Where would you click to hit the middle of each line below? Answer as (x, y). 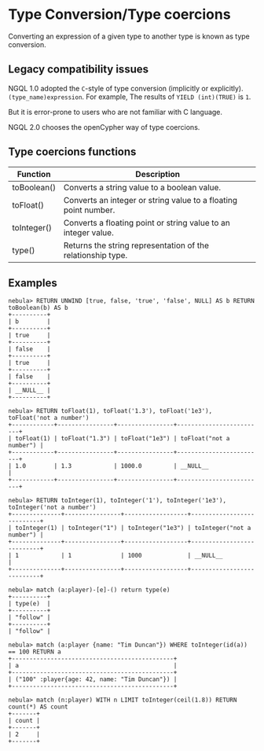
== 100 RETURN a (35, 652)
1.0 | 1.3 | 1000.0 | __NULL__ (112, 466)
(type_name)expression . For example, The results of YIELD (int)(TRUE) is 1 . (130, 97)
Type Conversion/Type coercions (119, 15)
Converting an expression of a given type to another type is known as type (129, 36)
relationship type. (95, 255)
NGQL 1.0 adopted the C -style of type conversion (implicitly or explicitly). (126, 88)
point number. (89, 210)
